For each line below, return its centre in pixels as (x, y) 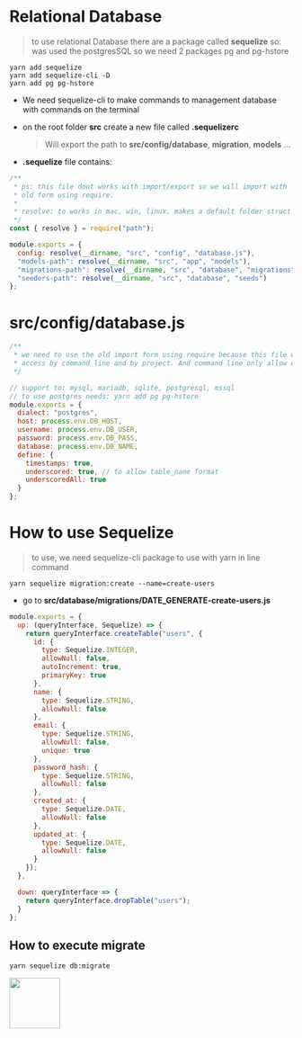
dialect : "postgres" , (58, 413)
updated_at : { (60, 834)
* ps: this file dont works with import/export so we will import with (150, 186)
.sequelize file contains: (67, 161)
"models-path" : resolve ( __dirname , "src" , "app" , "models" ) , (134, 261)
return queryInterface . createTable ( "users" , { (114, 633)
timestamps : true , (60, 463)
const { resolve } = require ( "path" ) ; (82, 228)
